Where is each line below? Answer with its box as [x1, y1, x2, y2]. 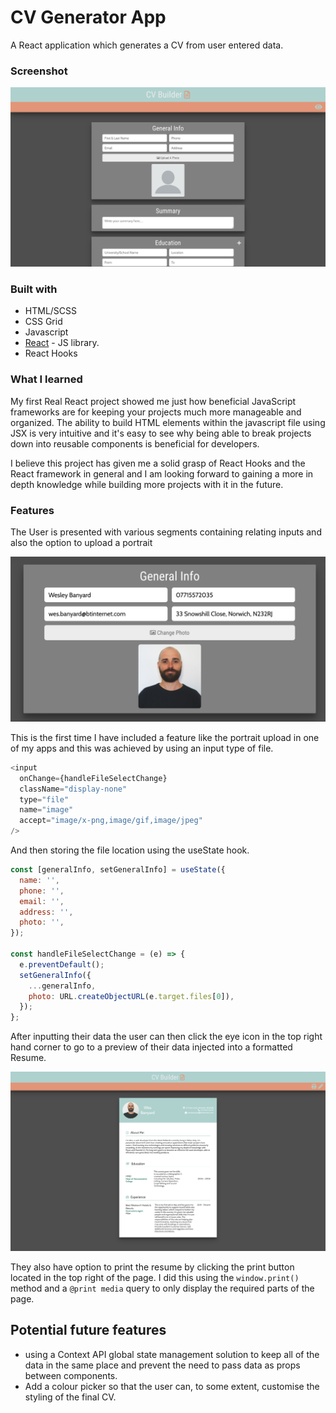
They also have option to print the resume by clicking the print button [10, 1261, 295, 1273]
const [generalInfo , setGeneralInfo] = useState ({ [10, 865, 226, 875]
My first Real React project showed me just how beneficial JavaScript [10, 395, 297, 407]
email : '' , [19, 896, 65, 906]
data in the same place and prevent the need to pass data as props [24, 1359, 301, 1371]
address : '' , [19, 907, 74, 917]
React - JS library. [24, 337, 100, 349]
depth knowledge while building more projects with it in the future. [10, 478, 284, 490]
